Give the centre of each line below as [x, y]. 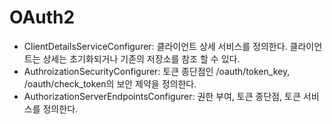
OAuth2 [42, 17]
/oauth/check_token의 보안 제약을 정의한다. [110, 83]
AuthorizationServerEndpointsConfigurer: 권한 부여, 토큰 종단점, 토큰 [162, 96]
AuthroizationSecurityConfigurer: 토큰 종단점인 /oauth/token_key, [157, 71]
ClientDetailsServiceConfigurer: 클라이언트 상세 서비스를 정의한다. [155, 46]
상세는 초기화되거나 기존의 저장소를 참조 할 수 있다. [141, 58]
